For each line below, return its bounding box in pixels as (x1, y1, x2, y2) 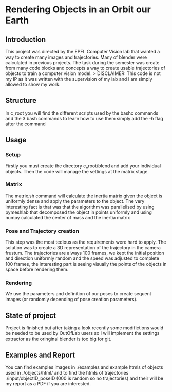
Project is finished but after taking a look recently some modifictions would (5, 325, 164, 331)
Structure (5, 96, 37, 105)
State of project (5, 311, 56, 320)
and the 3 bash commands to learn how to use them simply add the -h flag (5, 115, 163, 121)
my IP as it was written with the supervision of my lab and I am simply (5, 76, 152, 82)
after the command (5, 121, 46, 127)
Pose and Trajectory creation (5, 227, 80, 234)
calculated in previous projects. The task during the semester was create (5, 60, 160, 65)
